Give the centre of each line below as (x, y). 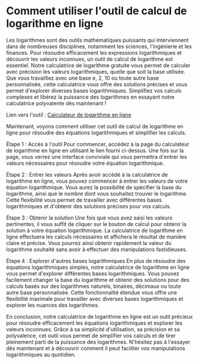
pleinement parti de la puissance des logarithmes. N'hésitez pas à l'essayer (98, 342)
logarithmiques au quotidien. (41, 354)
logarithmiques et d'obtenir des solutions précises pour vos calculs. (89, 206)
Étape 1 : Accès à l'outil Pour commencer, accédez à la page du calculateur (98, 144)
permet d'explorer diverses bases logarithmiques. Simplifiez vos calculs (94, 90)
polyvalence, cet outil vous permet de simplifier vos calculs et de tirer (91, 335)
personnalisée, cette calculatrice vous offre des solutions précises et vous (97, 84)
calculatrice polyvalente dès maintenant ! (56, 103)
